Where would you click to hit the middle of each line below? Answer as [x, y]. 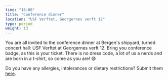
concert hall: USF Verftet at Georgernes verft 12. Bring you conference [79, 48]
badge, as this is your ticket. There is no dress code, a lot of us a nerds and [84, 53]
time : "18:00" [20, 10]
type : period [19, 24]
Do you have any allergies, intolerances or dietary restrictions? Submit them [84, 68]
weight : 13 [17, 28]
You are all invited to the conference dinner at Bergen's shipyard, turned [80, 42]
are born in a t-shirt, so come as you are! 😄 [51, 58]
